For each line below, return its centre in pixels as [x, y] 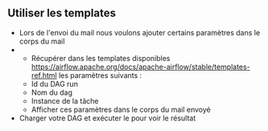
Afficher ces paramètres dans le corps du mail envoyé [121, 109]
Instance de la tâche [65, 100]
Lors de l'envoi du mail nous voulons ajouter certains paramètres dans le [140, 32]
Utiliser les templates [62, 13]
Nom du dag [52, 92]
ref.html [44, 75]
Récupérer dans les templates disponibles [101, 58]
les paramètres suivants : [100, 75]
